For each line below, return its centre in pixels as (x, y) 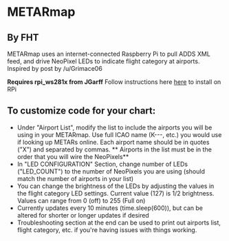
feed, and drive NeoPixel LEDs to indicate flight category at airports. (103, 61)
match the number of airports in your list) (75, 178)
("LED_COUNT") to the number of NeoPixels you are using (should (111, 171)
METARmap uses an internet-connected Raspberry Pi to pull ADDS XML (109, 54)
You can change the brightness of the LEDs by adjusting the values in (116, 186)
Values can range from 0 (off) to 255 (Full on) (81, 200)
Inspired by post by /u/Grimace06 (55, 69)
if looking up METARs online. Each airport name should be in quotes (113, 142)
